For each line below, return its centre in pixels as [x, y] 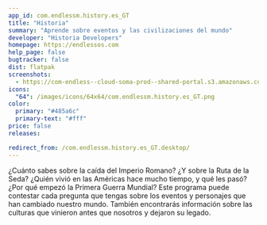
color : [19, 104]
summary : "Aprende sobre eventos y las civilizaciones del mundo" [120, 30]
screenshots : [30, 74]
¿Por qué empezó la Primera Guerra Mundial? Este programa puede [119, 187]
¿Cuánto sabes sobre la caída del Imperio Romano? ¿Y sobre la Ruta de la [129, 170]
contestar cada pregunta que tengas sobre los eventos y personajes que [127, 196]
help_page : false [37, 52]
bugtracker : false [39, 60]
